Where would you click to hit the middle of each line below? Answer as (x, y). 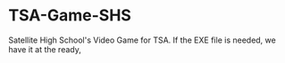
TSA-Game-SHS (70, 16)
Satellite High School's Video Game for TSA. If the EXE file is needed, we (142, 40)
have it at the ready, (45, 49)
